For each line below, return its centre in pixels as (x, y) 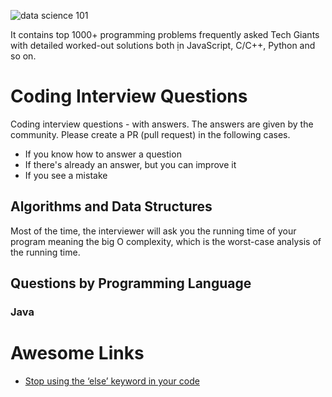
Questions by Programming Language (131, 283)
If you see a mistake (66, 175)
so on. (23, 56)
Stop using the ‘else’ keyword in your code (112, 381)
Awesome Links (77, 353)
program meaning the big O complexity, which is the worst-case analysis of (166, 241)
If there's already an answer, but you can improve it (130, 164)
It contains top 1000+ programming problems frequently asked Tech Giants (165, 34)
